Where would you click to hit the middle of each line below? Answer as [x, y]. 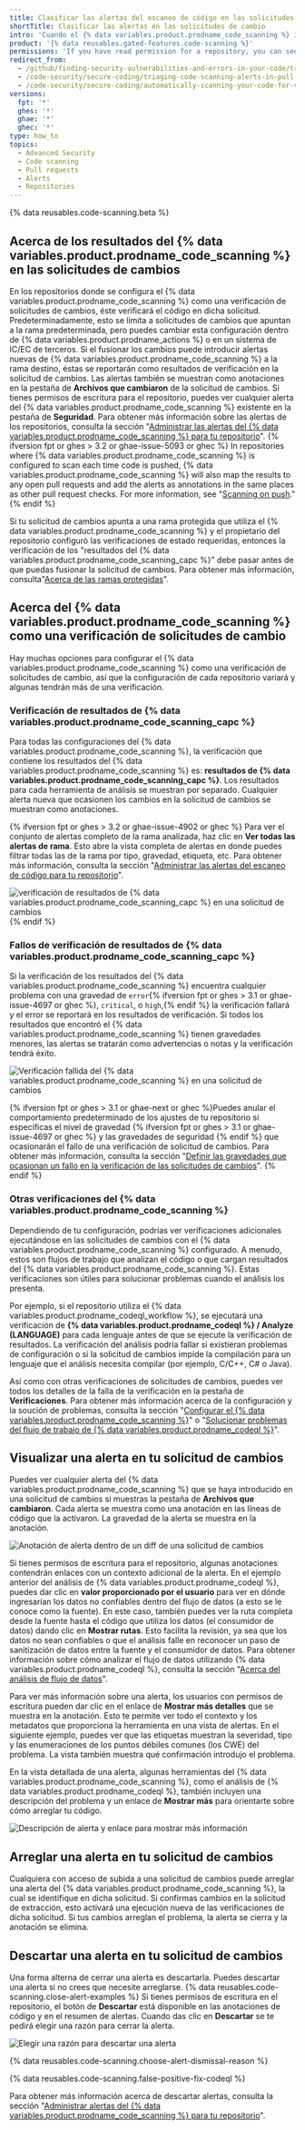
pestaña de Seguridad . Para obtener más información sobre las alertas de [148, 416]
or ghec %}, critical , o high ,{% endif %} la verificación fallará [172, 1006]
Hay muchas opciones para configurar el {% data [102, 658]
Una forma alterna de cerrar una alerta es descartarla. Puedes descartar [145, 1977]
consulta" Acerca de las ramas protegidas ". [89, 579]
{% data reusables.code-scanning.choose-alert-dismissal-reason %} [139, 2061]
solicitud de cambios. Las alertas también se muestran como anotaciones [147, 378]
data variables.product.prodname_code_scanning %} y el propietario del [145, 530]
